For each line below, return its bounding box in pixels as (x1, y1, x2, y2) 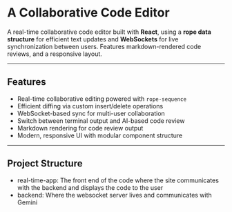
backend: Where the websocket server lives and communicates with (17, 191, 212, 199)
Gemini (17, 198, 38, 206)
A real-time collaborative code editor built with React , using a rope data (7, 28, 212, 36)
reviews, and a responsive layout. (7, 50, 102, 58)
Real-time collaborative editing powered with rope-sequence (17, 95, 187, 103)
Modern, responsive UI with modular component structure (17, 131, 183, 139)
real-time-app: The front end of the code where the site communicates (17, 176, 220, 184)
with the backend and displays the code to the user (17, 183, 164, 191)
